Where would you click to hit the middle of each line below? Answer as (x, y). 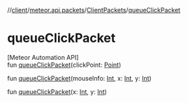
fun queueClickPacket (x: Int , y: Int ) (57, 92)
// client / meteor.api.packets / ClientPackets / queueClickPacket (94, 10)
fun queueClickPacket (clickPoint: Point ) (64, 65)
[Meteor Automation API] (43, 57)
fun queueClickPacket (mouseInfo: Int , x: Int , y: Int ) (79, 78)
